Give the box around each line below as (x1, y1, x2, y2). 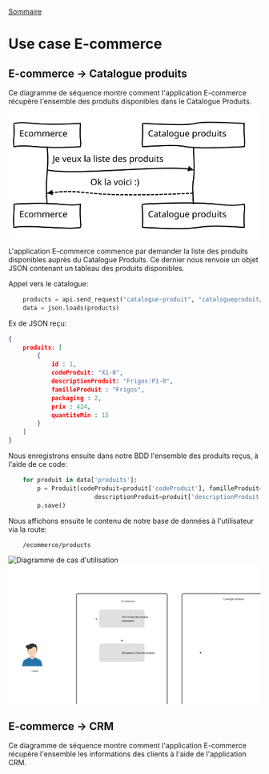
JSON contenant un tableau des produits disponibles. (8, 263, 185, 273)
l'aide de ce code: (8, 460, 68, 469)
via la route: (8, 525, 47, 534)
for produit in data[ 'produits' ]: (22, 476, 138, 484)
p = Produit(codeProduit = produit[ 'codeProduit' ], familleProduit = (37, 484, 263, 492)
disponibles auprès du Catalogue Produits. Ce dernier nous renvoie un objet (8, 254, 259, 264)
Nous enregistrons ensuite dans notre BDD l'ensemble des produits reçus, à (8, 451, 259, 460)
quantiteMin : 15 (50, 411, 110, 419)
